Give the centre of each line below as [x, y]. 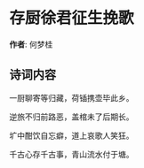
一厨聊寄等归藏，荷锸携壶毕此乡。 [72, 97]
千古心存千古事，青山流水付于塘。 [72, 154]
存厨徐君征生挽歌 [72, 18]
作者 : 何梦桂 [31, 44]
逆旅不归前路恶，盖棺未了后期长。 [72, 117]
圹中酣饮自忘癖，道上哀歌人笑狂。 [72, 135]
